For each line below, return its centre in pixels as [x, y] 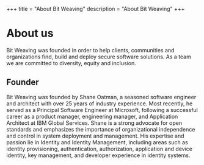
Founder [23, 82]
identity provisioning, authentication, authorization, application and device [99, 149]
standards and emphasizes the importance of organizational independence [101, 129]
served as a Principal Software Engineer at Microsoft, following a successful [102, 110]
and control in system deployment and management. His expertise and [95, 136]
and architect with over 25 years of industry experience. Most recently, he [100, 104]
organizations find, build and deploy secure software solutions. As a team [99, 57]
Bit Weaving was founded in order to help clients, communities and [90, 50]
